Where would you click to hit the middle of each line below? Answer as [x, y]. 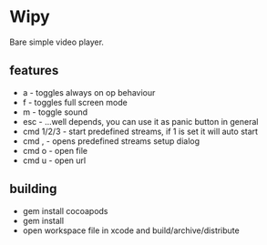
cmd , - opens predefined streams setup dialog [111, 141]
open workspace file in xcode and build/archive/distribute [131, 230]
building [33, 189]
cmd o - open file [55, 150]
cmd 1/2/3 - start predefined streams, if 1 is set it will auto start [140, 131]
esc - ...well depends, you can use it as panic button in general [140, 121]
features [34, 71]
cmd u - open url [54, 160]
